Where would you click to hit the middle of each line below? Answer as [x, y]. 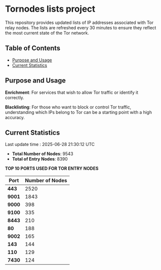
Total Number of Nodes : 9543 [43, 154]
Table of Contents [33, 48]
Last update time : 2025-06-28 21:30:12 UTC [50, 145]
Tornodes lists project [50, 9]
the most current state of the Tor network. [47, 33]
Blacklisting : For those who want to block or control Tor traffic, [68, 107]
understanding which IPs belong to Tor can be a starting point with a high [79, 112]
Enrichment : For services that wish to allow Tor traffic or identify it [72, 92]
